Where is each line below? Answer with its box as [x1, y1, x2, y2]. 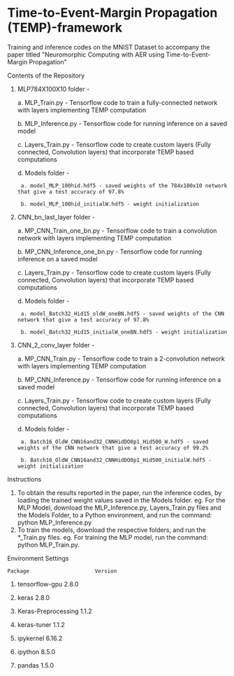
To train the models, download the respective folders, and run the [17, 526, 206, 534]
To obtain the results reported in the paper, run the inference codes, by [17, 488, 222, 497]
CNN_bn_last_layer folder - [17, 213, 96, 221]
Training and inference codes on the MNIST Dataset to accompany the [7, 43, 211, 51]
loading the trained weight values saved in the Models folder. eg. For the [17, 496, 226, 504]
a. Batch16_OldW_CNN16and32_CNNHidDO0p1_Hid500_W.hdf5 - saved [20, 438, 209, 445]
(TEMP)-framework [7, 20, 123, 36]
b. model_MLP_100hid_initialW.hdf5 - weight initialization [20, 201, 200, 208]
